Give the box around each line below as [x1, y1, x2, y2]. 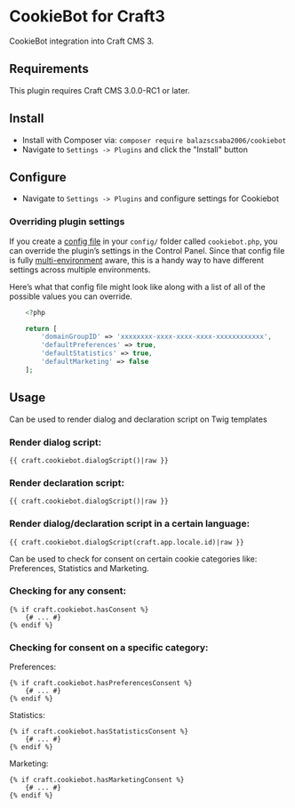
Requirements [9, 61, 89, 77]
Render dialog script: [9, 436, 102, 448]
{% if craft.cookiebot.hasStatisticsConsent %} [9, 727, 189, 736]
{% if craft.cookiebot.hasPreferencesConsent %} [9, 679, 193, 688]
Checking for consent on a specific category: [9, 641, 209, 653]
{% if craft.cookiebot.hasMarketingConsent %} [9, 776, 185, 785]
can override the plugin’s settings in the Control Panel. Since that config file [9, 245, 285, 255]
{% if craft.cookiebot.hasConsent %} [9, 605, 149, 614]
